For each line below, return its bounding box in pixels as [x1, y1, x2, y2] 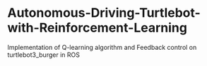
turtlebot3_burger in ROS [7, 51, 80, 59]
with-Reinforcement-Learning [7, 20, 187, 36]
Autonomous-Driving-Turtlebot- [7, 5, 201, 21]
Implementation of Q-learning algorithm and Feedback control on [7, 43, 197, 51]
